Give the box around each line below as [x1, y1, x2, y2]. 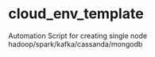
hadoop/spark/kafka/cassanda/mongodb [8, 39, 143, 48]
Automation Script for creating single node [8, 31, 148, 40]
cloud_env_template [8, 5, 145, 23]
